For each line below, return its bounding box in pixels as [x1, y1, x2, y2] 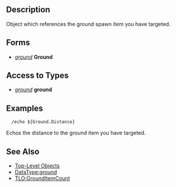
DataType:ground [14, 169, 57, 176]
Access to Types [6, 70, 69, 80]
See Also [6, 146, 40, 156]
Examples [6, 103, 43, 113]
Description [6, 5, 50, 15]
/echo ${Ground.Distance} [11, 119, 76, 125]
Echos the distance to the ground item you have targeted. [6, 130, 146, 137]
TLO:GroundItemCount [14, 175, 70, 182]
